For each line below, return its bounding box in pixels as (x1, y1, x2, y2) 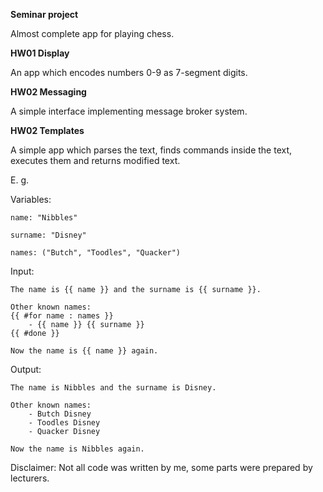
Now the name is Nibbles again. (10, 444, 145, 454)
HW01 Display (10, 47, 70, 59)
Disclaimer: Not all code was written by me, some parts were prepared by (10, 462, 313, 473)
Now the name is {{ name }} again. (10, 346, 159, 356)
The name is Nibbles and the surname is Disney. (10, 383, 217, 393)
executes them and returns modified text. (10, 155, 181, 166)
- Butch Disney (28, 409, 92, 419)
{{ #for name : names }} (10, 311, 114, 321)
